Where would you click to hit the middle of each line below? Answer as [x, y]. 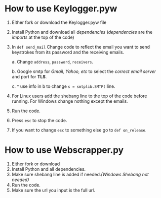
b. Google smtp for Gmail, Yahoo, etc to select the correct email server [84, 71]
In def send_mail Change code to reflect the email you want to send [81, 47]
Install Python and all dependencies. [49, 169]
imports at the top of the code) [43, 37]
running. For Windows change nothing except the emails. [70, 101]
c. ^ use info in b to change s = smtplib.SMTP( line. [63, 86]
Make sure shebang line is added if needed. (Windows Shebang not [80, 174]
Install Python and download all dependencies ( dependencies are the [82, 32]
